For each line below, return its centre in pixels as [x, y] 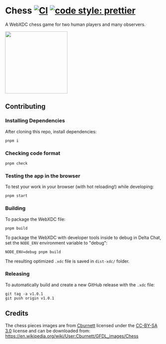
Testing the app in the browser [43, 175]
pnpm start [16, 196]
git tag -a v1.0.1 [24, 294]
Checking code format [33, 153]
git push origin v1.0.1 [30, 298]
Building [15, 208]
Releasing [17, 274]
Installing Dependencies [35, 121]
